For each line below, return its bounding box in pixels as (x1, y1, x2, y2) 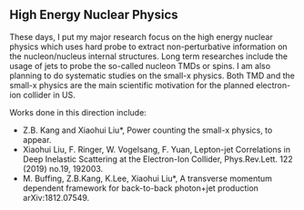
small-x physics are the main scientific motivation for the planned (9, 79, 255, 90)
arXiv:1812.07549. (22, 192, 90, 203)
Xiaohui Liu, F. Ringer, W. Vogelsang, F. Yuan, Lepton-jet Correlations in (22, 144, 291, 155)
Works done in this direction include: (9, 106, 147, 117)
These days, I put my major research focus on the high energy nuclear (9, 31, 273, 42)
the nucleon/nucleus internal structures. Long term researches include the (9, 50, 289, 62)
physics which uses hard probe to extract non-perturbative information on (9, 41, 289, 52)
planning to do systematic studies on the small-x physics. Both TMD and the (9, 70, 296, 81)
